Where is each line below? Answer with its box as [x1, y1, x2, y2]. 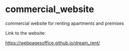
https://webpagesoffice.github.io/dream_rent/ [5, 39, 100, 46]
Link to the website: [5, 30, 46, 36]
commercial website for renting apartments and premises [5, 20, 124, 26]
